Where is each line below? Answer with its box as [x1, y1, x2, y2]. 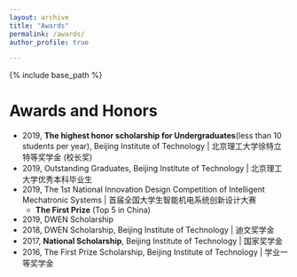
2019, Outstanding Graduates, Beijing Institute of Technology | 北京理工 [21, 163, 283, 174]
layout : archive [9, 12, 69, 22]
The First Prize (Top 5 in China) [35, 205, 151, 216]
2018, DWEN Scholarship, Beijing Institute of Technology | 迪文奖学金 [21, 225, 275, 235]
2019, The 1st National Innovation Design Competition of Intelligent [21, 184, 265, 195]
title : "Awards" [9, 21, 69, 30]
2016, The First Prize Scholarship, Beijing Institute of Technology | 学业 [21, 247, 281, 257]
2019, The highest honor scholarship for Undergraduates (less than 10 [21, 131, 282, 141]
